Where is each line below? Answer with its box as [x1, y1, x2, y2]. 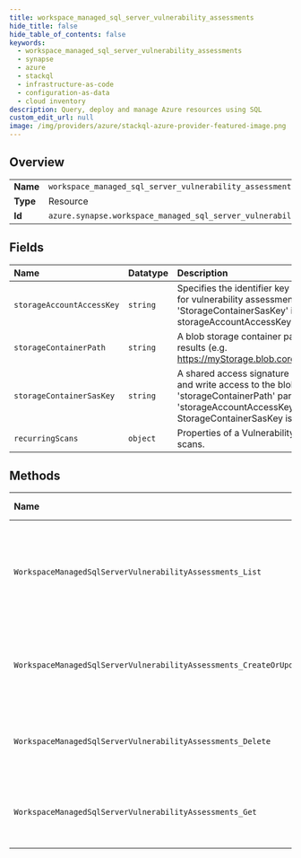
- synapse [17, 55, 54, 64]
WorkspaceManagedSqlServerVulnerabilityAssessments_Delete [13, 737, 271, 747]
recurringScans [13, 433, 79, 443]
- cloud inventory [17, 96, 87, 106]
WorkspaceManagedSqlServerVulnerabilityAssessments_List [13, 567, 262, 577]
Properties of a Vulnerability [176, 426, 296, 439]
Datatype [128, 267, 168, 279]
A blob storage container [176, 329, 282, 342]
